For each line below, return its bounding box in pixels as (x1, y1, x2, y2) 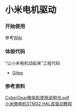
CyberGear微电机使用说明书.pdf (5, 95, 70, 101)
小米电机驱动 (5, 4, 57, 16)
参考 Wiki (5, 35, 23, 41)
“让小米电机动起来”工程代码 (5, 60, 60, 66)
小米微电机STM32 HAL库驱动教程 (5, 101, 72, 107)
